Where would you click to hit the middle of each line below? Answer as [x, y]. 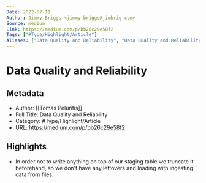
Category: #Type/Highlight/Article [58, 121]
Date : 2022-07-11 [29, 12]
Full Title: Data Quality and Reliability [61, 114]
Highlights [27, 147]
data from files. [34, 174]
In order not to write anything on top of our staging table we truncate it [104, 161]
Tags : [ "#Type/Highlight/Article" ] [52, 35]
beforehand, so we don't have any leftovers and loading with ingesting [104, 168]
